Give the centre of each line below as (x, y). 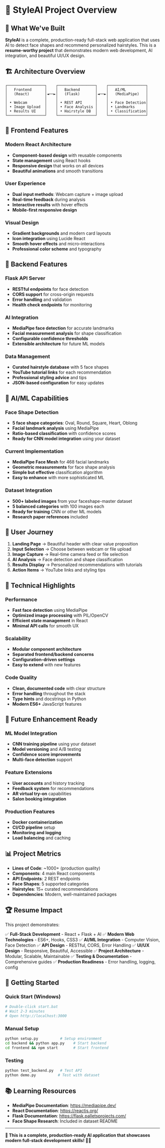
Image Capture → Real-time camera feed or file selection (70, 554)
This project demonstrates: (32, 925)
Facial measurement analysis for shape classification (67, 333)
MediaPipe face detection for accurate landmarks (63, 328)
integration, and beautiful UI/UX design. (45, 55)
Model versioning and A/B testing (47, 749)
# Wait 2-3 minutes (25, 1011)
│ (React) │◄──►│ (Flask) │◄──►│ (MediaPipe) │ (77, 94)
